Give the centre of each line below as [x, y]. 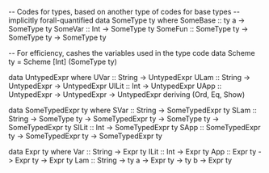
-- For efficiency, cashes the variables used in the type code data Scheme [132, 53]
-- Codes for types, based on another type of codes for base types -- [124, 12]
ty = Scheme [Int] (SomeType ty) [63, 61]
